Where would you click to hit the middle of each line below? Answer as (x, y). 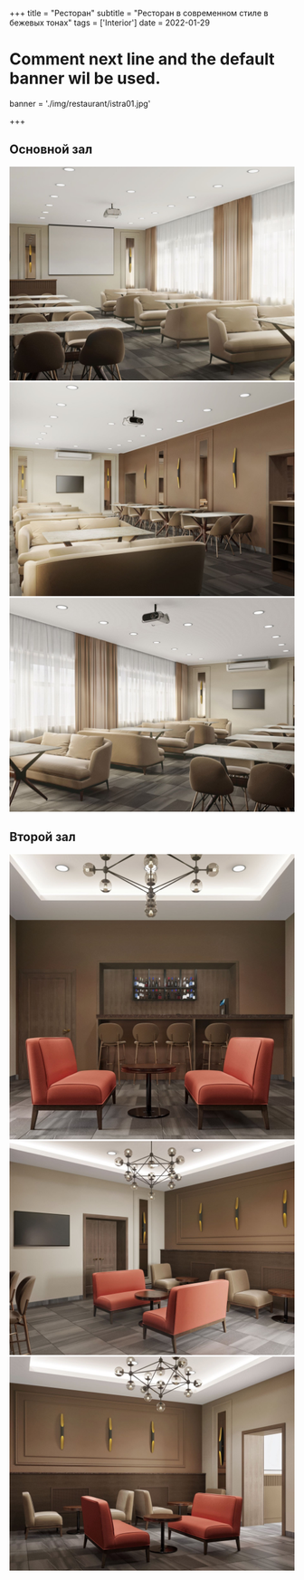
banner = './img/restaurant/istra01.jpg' (80, 103)
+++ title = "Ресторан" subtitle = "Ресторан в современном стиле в (139, 13)
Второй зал (43, 837)
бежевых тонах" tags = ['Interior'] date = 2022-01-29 (110, 23)
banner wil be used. (85, 78)
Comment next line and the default (142, 59)
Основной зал (51, 150)
